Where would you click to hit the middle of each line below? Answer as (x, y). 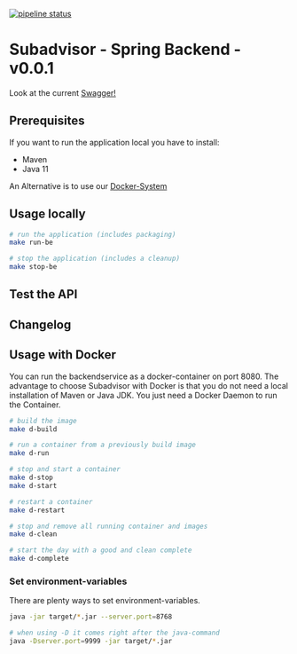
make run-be (31, 243)
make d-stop (31, 478)
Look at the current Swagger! (63, 92)
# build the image (43, 421)
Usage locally (47, 214)
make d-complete (39, 559)
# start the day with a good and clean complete (101, 550)
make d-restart (37, 510)
